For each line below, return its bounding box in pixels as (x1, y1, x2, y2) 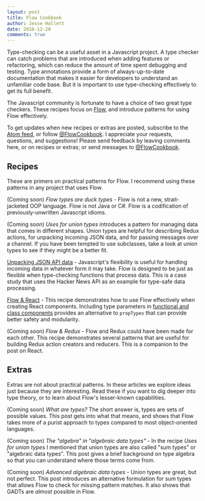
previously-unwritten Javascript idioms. (7, 208, 107, 216)
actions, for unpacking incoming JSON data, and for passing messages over (7, 233, 199, 241)
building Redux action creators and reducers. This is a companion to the (7, 340, 189, 348)
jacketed (7, 202, 29, 210)
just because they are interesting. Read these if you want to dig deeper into (7, 387, 196, 395)
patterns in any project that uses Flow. (7, 184, 103, 191)
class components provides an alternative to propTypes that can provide (7, 309, 187, 316)
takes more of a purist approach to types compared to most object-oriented (7, 419, 198, 426)
